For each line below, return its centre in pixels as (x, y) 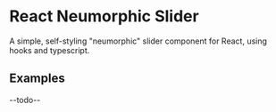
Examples (37, 79)
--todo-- (25, 100)
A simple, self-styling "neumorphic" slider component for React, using (138, 41)
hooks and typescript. (50, 50)
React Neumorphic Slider (104, 16)
